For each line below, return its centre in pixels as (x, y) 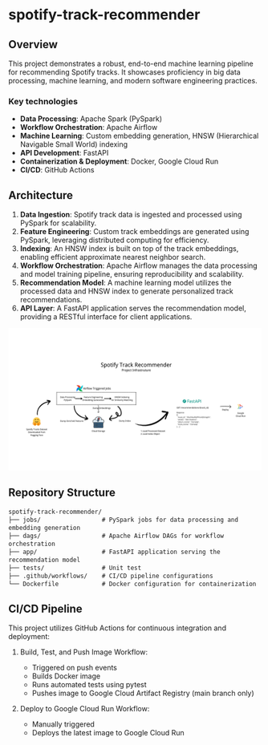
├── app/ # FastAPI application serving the (114, 552)
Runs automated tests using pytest (89, 685)
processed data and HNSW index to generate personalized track (127, 291)
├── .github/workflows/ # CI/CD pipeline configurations (111, 576)
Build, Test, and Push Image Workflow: (84, 652)
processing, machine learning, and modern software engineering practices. (133, 81)
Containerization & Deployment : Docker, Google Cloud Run (119, 161)
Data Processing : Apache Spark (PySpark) (91, 119)
